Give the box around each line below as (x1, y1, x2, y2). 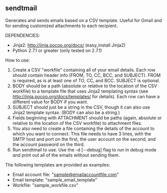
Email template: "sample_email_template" (12, 176, 97, 182)
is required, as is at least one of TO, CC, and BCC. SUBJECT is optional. (12, 77, 160, 83)
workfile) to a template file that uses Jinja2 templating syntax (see (12, 88, 148, 94)
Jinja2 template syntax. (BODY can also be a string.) (12, 109, 120, 115)
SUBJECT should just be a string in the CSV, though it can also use (12, 104, 150, 110)
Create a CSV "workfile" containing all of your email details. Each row (12, 67, 156, 73)
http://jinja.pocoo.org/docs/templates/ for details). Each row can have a (12, 93, 160, 99)
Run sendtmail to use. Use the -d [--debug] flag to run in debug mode (12, 146, 156, 152)
